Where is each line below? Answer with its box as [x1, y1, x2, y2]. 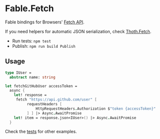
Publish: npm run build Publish [12, 43, 76, 49]
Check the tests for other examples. [5, 129, 77, 135]
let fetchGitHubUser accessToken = [5, 83, 78, 88]
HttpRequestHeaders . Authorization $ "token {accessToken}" [36, 106, 156, 111]
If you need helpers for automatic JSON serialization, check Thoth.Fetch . [5, 28, 152, 34]
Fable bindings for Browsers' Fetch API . [5, 19, 84, 25]
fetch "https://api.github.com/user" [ [16, 97, 97, 102]
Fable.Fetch [5, 3, 54, 14]
